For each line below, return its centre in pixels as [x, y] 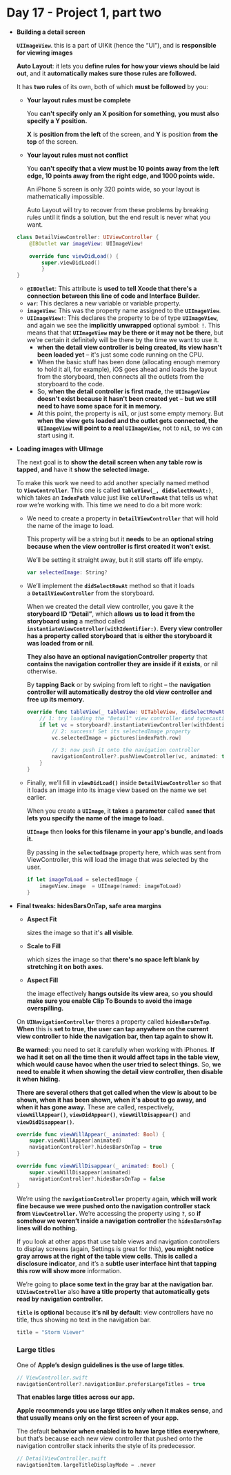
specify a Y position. [57, 121]
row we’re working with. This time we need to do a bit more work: [109, 505]
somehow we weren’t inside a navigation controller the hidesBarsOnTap [119, 1221]
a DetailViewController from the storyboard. [90, 593]
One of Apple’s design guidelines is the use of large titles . [100, 1365]
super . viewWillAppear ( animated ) [76, 1141]
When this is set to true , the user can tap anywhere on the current [112, 1028]
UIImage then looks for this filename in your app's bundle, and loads [125, 832]
